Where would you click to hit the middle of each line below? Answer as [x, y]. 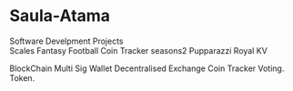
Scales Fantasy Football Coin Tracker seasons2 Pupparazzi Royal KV [139, 50]
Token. [22, 77]
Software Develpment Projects [67, 41]
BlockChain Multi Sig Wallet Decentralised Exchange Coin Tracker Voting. [147, 68]
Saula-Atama [60, 16]
